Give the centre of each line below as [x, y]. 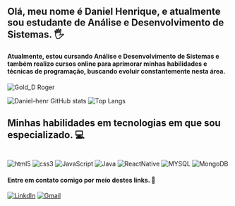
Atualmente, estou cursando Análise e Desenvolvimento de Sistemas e [114, 56]
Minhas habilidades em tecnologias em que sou [114, 123]
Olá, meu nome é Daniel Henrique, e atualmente [114, 12]
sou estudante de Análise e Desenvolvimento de [116, 23]
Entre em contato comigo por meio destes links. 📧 [82, 180]
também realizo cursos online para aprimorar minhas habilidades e [107, 64]
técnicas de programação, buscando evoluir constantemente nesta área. [116, 71]
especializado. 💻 [46, 135]
